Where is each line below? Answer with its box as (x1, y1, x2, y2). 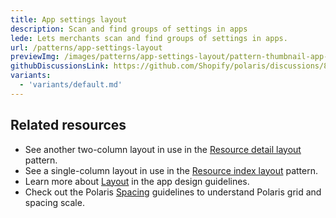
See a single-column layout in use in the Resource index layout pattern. (24, 164, 318, 176)
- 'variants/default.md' (19, 80, 123, 90)
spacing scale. (24, 196, 85, 208)
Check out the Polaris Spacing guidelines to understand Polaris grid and (24, 186, 322, 198)
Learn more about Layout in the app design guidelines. (24, 175, 250, 187)
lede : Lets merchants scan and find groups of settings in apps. (10, 33, 288, 43)
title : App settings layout (10, 14, 128, 25)
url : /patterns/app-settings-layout (10, 42, 163, 53)
